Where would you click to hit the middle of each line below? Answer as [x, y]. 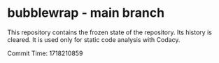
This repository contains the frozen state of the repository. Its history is [109, 32]
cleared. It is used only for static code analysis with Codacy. [94, 39]
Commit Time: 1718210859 [45, 53]
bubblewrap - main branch [86, 13]
